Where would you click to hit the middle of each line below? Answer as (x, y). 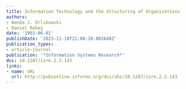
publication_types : (30, 44)
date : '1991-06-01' (30, 33)
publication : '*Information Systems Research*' (66, 55)
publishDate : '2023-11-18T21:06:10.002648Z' (62, 39)
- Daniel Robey (25, 28)
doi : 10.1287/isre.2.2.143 (39, 60)
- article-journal (29, 50)
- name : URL (21, 71)
